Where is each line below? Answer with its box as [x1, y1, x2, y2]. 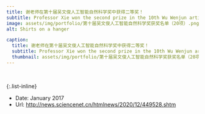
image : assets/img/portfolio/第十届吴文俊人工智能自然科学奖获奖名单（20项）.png [6, 20, 200, 26]
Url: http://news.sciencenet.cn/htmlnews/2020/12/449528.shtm [15, 101, 176, 108]
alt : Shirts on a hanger [6, 26, 70, 32]
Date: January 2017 [15, 94, 64, 101]
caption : [6, 37, 29, 43]
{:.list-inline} [6, 82, 37, 90]
